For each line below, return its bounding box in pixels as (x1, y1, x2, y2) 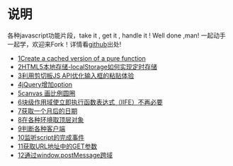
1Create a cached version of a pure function (17, 54, 147, 62)
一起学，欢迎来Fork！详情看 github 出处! (7, 40, 122, 48)
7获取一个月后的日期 (17, 107, 78, 115)
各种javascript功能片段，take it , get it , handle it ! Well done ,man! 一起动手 (7, 31, 227, 40)
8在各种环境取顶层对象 (17, 115, 84, 124)
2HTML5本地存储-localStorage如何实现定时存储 (17, 62, 157, 71)
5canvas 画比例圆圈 (17, 89, 76, 97)
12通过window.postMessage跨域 (17, 150, 113, 159)
